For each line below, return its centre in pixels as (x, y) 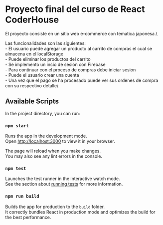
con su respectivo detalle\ (32, 85)
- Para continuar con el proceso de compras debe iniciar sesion (71, 70)
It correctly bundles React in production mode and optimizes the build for (80, 212)
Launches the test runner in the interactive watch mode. (63, 179)
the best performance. (28, 217)
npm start (17, 125)
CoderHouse (32, 20)
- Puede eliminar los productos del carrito (48, 59)
